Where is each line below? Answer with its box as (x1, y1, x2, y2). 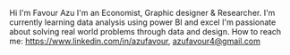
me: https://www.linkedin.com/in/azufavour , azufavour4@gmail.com (9, 35, 261, 46)
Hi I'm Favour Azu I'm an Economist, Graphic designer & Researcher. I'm (9, 8, 276, 18)
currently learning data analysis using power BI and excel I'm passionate (9, 17, 277, 27)
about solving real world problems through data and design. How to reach (9, 27, 282, 36)
